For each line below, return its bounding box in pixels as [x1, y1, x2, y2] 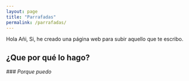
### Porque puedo [6, 68, 51, 75]
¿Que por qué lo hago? [6, 52, 90, 62]
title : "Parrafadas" [6, 14, 57, 20]
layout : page [6, 8, 38, 15]
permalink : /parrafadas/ [6, 19, 67, 25]
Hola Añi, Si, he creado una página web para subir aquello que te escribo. [6, 36, 184, 43]
